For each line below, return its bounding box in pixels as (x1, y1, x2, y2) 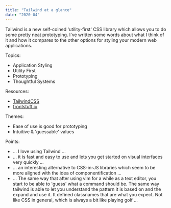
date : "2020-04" (5, 12, 40, 17)
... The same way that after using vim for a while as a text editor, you (12, 175, 157, 181)
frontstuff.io (12, 103, 38, 109)
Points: (5, 138, 20, 144)
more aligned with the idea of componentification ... (12, 170, 121, 176)
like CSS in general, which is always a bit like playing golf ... (12, 197, 138, 203)
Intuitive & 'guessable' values (12, 128, 75, 135)
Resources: (5, 88, 29, 94)
